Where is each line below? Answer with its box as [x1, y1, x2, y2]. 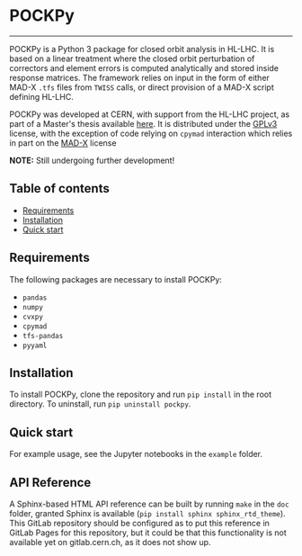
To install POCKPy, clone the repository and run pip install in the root [9, 389, 272, 400]
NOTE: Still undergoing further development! [9, 155, 175, 166]
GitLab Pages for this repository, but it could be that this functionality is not [9, 527, 287, 538]
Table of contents [9, 181, 110, 196]
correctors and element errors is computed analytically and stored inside [9, 62, 280, 73]
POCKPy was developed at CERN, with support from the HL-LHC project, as [9, 109, 290, 120]
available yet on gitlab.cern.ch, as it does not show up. [9, 537, 211, 547]
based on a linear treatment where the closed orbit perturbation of [9, 53, 255, 64]
